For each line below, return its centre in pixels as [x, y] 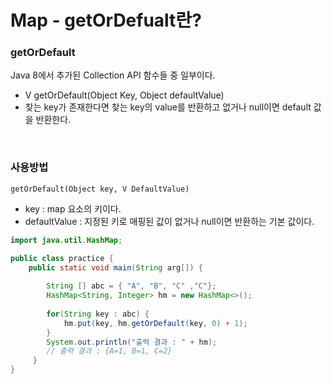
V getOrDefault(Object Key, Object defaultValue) [124, 95]
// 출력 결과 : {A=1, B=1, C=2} [109, 351]
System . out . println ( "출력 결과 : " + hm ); [132, 342]
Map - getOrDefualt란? [106, 20]
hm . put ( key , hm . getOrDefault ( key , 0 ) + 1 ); [155, 323]
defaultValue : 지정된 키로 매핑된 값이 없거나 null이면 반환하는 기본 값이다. [169, 221]
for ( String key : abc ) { [98, 314]
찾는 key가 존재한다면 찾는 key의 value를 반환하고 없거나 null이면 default [168, 107]
